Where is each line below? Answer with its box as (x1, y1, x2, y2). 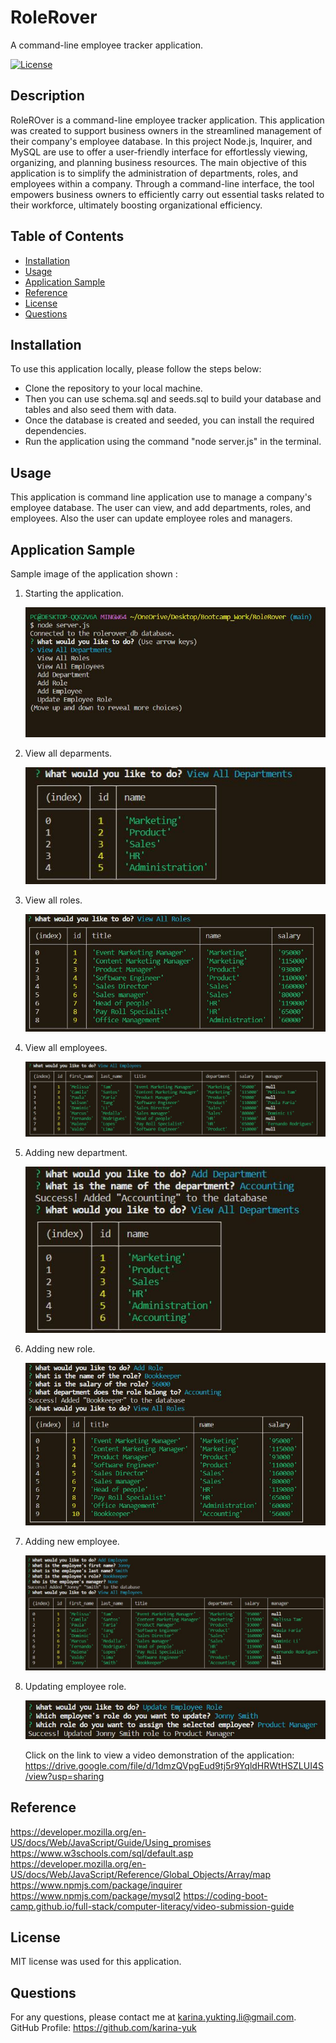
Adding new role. (24, 1343, 96, 1355)
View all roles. (24, 894, 83, 906)
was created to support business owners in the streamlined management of (10, 124, 322, 136)
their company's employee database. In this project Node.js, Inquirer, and (10, 135, 313, 147)
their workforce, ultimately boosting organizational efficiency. (10, 199, 263, 211)
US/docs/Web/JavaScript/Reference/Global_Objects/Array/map (10, 1868, 271, 1880)
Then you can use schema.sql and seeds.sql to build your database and (24, 393, 322, 405)
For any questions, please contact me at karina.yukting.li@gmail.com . (10, 2011, 297, 2023)
